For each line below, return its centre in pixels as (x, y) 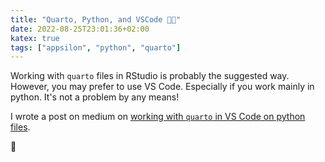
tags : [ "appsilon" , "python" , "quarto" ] (96, 47)
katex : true (35, 38)
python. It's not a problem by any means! (95, 97)
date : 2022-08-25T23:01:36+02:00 (80, 29)
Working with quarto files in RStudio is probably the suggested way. (150, 76)
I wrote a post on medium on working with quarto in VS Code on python (158, 117)
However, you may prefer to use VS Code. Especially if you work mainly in (162, 87)
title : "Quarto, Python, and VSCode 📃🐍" (96, 19)
